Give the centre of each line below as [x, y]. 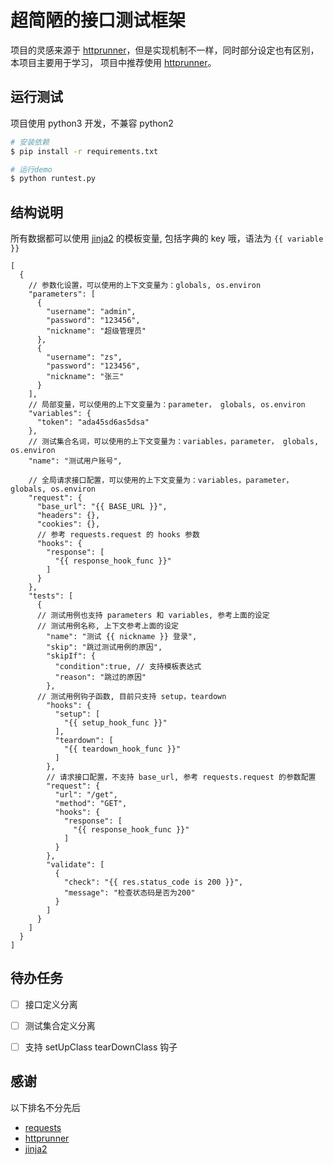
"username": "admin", [91, 312]
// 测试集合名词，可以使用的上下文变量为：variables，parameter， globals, [174, 442]
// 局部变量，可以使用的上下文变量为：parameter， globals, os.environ [167, 405]
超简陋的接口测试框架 [98, 20]
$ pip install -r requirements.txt [84, 151]
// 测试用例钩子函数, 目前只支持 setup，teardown [131, 697]
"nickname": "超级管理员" [96, 331]
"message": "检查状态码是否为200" [129, 893]
